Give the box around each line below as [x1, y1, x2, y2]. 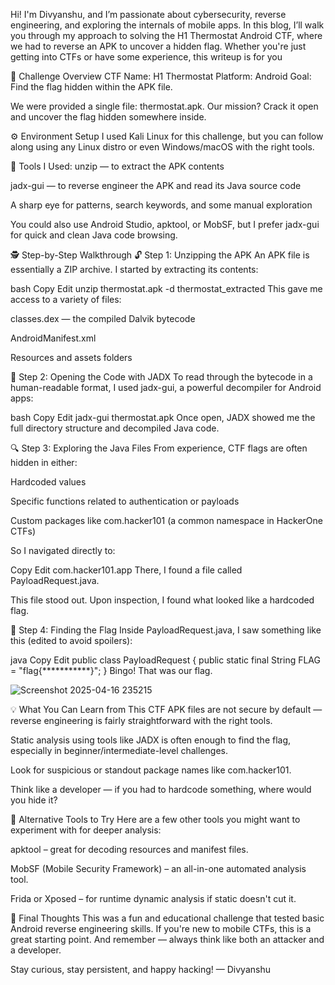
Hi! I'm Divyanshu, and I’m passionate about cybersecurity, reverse [10, 9, 287, 20]
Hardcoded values [10, 476, 87, 488]
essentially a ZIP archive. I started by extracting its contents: [10, 264, 259, 275]
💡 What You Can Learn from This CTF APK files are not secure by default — [10, 704, 323, 715]
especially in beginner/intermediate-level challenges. [10, 745, 228, 756]
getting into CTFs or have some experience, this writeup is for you [10, 51, 283, 63]
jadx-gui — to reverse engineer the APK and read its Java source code [10, 180, 302, 191]
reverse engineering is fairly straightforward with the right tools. [10, 715, 273, 726]
